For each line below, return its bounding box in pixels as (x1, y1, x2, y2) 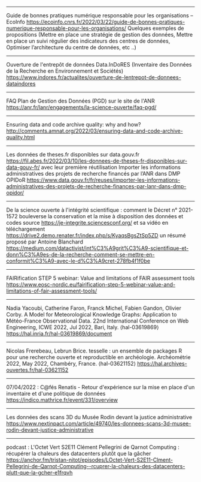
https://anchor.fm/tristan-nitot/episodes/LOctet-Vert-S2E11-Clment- (6, 456, 173, 463)
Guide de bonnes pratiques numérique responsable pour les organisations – (6, 12, 193, 19)
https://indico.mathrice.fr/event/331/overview (6, 396, 118, 403)
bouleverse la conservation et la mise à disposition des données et (19, 213, 184, 219)
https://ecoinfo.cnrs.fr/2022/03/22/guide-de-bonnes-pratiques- (26, 19, 185, 25)
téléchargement (6, 225, 45, 233)
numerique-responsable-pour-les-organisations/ (6, 25, 127, 32)
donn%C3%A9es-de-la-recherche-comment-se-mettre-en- (6, 251, 155, 258)
